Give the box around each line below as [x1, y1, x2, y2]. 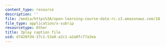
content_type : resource [5, 7, 54, 12]
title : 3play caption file [5, 30, 61, 35]
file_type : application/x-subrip [5, 21, 74, 26]
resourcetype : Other [5, 25, 48, 30]
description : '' [5, 12, 39, 17]
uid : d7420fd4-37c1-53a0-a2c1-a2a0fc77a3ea [5, 35, 96, 40]
